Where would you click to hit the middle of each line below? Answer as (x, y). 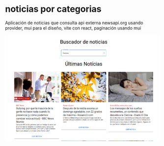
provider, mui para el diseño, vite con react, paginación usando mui (73, 28)
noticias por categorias (53, 9)
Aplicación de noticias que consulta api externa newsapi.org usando (74, 23)
